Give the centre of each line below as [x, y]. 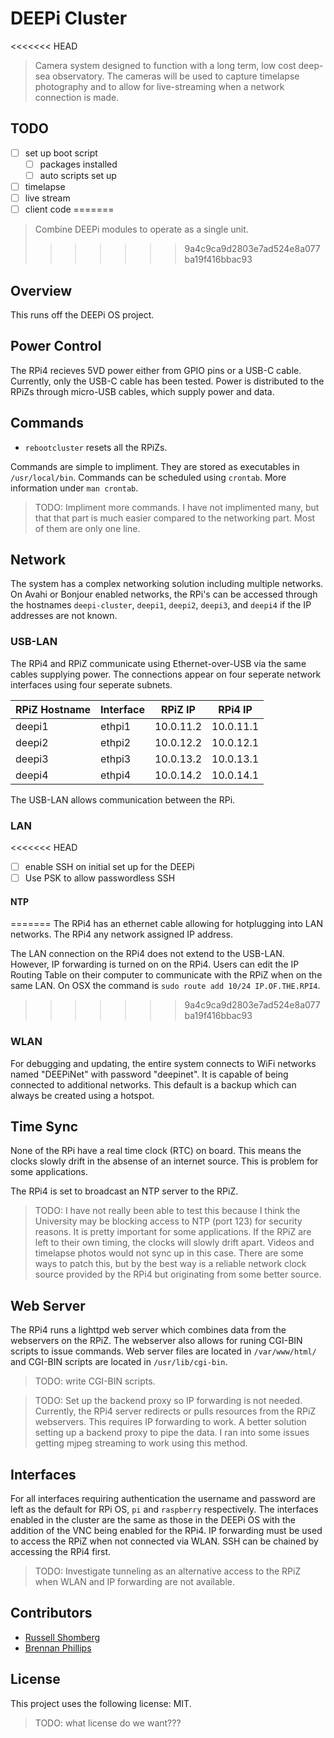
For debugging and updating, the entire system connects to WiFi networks [163, 1063]
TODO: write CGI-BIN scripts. [95, 1381]
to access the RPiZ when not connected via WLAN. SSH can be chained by [164, 1541]
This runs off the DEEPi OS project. [82, 314]
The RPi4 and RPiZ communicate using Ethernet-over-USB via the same [158, 663]
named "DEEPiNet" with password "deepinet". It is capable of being [149, 1074]
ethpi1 [116, 726]
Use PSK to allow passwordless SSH [100, 878]
